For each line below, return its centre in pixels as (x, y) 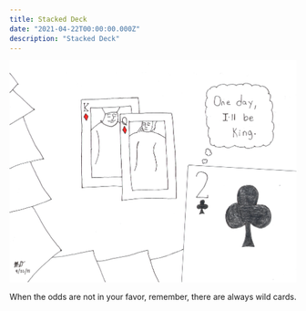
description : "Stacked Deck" (65, 38)
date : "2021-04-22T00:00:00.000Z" (75, 29)
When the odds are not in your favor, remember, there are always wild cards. (153, 297)
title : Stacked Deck (49, 19)
